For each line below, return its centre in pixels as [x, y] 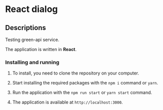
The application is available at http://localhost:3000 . [68, 102]
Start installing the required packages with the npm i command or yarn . [85, 83]
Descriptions [26, 28]
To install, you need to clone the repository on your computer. [76, 73]
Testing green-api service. [32, 39]
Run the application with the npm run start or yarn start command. [82, 92]
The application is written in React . [41, 49]
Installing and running [32, 62]
